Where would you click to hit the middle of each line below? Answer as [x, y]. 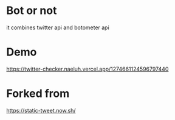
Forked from [38, 94]
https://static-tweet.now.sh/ [41, 110]
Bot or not [32, 11]
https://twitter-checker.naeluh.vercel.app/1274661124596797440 [87, 69]
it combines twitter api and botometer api [58, 27]
